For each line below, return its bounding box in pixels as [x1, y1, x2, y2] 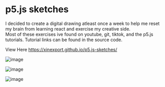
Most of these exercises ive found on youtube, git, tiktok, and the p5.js [5, 31, 153, 37]
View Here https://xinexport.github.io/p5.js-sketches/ [5, 46, 117, 52]
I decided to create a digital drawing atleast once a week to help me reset [5, 20, 160, 26]
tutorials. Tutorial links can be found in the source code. [5, 37, 123, 43]
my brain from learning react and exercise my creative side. [5, 25, 131, 32]
